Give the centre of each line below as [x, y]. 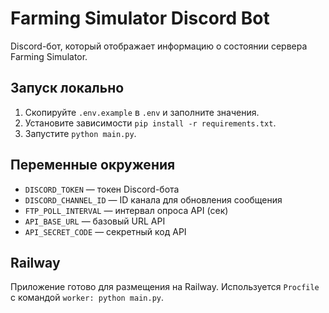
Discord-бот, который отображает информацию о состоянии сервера [159, 46]
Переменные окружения [93, 165]
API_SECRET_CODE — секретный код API [105, 231]
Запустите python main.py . [80, 133]
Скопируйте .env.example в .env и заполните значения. [142, 112]
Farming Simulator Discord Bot [140, 18]
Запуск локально [67, 88]
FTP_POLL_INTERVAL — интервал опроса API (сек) [126, 210]
